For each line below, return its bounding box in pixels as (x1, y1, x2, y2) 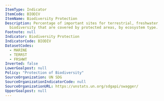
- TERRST (9, 52, 27, 57)
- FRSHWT (9, 57, 27, 62)
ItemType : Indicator (5, 7, 47, 12)
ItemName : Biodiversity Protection (5, 16, 78, 21)
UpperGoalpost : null (5, 88, 47, 93)
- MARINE (9, 48, 27, 52)
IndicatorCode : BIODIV (5, 39, 51, 44)
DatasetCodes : (5, 43, 34, 48)
